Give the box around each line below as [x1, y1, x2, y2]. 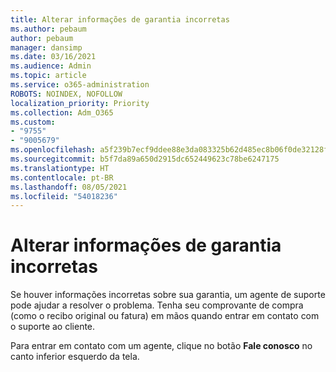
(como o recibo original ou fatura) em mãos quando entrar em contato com [10, 310, 320, 322]
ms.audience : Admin [10, 61, 92, 71]
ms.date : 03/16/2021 [10, 52, 97, 62]
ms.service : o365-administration [10, 80, 150, 90]
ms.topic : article [10, 71, 87, 81]
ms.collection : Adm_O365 [10, 107, 114, 118]
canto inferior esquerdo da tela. [10, 351, 140, 363]
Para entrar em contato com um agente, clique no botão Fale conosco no [10, 340, 313, 352]
